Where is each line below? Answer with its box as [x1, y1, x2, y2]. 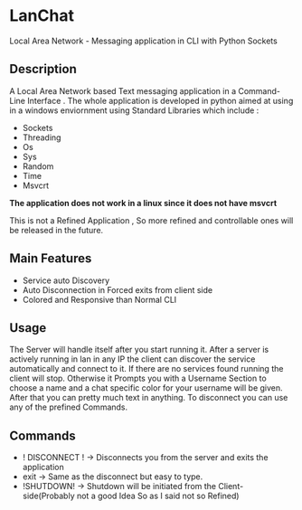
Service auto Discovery [22, 275, 110, 286]
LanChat [9, 5, 75, 26]
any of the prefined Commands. [9, 401, 128, 412]
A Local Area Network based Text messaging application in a [9, 85, 237, 96]
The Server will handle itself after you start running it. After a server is [9, 345, 269, 355]
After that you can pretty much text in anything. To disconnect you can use [9, 392, 288, 403]
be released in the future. [9, 224, 104, 235]
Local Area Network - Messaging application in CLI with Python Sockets [9, 35, 278, 46]
